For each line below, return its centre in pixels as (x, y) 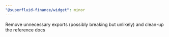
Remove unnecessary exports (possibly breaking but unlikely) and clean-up (84, 24)
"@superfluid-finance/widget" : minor (45, 10)
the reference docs (25, 30)
